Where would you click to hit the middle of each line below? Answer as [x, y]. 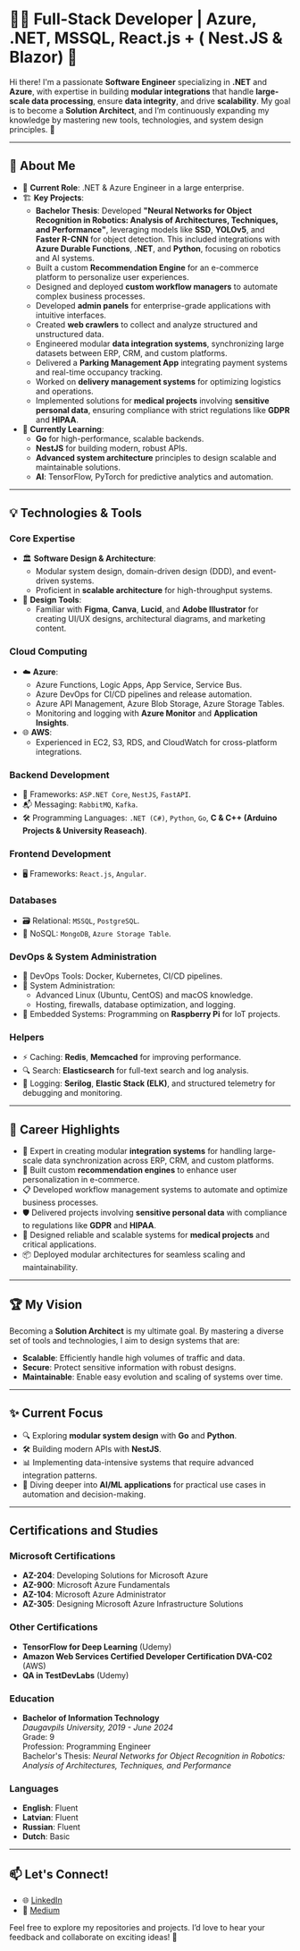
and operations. [64, 391]
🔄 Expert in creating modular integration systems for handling [137, 1151]
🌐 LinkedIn [42, 1900]
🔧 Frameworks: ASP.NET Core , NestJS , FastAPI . [107, 794]
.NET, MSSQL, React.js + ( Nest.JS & [146, 38]
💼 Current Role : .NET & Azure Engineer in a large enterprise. [133, 187]
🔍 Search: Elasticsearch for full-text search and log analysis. [135, 1071]
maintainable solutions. [78, 467]
